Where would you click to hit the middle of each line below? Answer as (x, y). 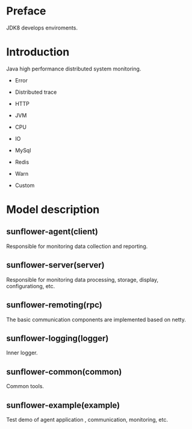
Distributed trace (36, 92)
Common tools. (25, 386)
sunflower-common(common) (64, 372)
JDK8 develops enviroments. (42, 28)
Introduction (38, 52)
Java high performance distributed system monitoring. (74, 69)
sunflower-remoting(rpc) (54, 305)
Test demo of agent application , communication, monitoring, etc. (87, 419)
